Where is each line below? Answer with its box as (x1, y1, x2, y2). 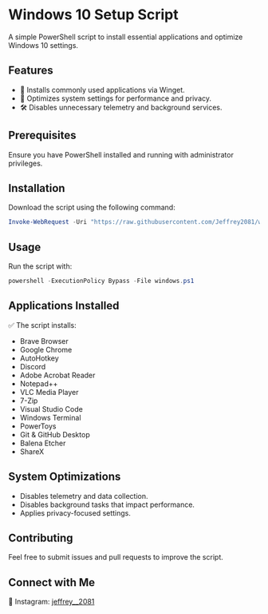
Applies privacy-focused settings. (19, 508, 132, 517)
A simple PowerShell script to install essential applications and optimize (8, 32, 243, 42)
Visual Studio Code (19, 404, 84, 413)
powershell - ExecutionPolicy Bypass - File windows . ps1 (8, 277, 195, 285)
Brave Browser (19, 336, 69, 345)
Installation (8, 181, 65, 195)
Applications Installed (8, 299, 120, 313)
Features (8, 64, 53, 78)
